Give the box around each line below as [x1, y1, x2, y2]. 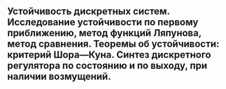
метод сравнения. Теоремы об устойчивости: [7, 38, 220, 50]
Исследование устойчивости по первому [7, 17, 199, 29]
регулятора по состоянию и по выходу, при [7, 60, 208, 72]
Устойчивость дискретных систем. [7, 6, 170, 17]
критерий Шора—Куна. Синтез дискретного [7, 49, 211, 61]
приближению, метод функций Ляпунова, [7, 27, 202, 39]
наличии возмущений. [7, 71, 111, 83]
